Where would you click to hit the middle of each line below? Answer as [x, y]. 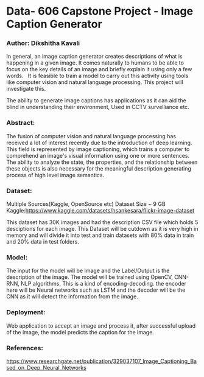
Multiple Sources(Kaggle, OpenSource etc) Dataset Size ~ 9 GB [86, 204]
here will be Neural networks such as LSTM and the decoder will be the [96, 290]
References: [25, 348]
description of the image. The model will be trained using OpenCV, [90, 277]
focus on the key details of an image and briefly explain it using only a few [99, 69]
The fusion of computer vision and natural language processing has [91, 136]
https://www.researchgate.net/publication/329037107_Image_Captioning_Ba [101, 361]
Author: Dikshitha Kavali [43, 43]
